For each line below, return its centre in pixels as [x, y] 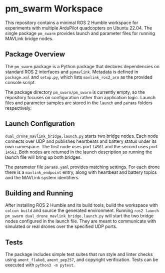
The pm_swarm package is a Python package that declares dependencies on [82, 66]
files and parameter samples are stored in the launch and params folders [79, 103]
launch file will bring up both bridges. [43, 157]
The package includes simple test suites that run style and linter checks [79, 254]
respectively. [18, 108]
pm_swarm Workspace [54, 9]
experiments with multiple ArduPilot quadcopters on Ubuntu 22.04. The [79, 28]
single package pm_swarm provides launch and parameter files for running [80, 33]
